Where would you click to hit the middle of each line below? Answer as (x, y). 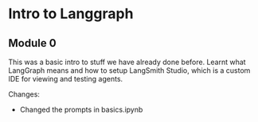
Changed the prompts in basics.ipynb (81, 109)
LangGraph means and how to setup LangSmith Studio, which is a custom (129, 71)
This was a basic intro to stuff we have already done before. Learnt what (127, 62)
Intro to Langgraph (71, 14)
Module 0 (33, 43)
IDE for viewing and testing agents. (66, 79)
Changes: (24, 94)
